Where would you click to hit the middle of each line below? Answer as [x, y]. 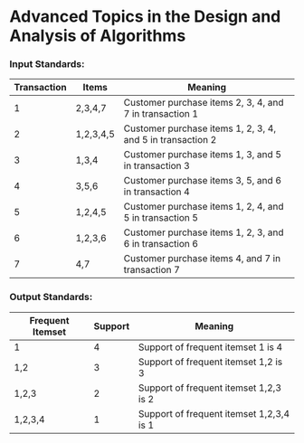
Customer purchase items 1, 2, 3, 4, [200, 128]
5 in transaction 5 [161, 218]
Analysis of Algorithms [98, 36]
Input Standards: [47, 64]
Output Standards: [51, 297]
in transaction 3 [157, 166]
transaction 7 [152, 270]
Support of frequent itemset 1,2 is [211, 362]
